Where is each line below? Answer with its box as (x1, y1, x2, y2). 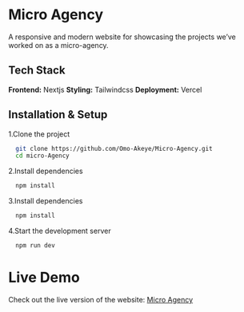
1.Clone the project (8, 129, 70, 139)
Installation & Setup (8, 108, 108, 121)
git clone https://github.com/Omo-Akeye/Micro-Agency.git (15, 144, 214, 152)
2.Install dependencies (8, 166, 83, 176)
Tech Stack (8, 64, 66, 77)
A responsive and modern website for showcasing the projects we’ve (8, 32, 236, 41)
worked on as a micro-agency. (8, 40, 110, 49)
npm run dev (15, 242, 56, 250)
